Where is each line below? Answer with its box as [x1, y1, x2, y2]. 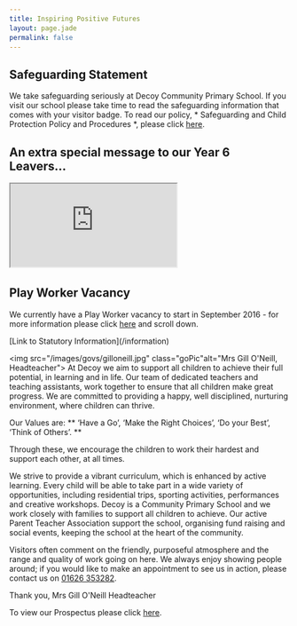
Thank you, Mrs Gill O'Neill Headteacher [9, 590, 157, 600]
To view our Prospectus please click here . [9, 606, 162, 617]
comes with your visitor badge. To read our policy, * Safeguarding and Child [9, 109, 286, 120]
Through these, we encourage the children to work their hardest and [9, 444, 260, 455]
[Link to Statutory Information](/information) [9, 336, 170, 346]
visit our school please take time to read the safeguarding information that [9, 100, 279, 111]
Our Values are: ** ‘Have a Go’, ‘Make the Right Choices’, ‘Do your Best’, [9, 417, 270, 428]
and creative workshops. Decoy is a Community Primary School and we [9, 498, 271, 510]
